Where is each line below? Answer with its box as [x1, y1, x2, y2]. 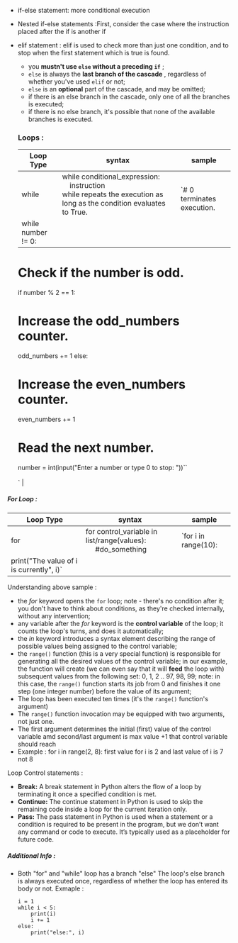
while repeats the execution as [62, 189, 164, 199]
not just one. [17, 718, 55, 726]
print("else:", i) [30, 929, 85, 936]
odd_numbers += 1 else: [17, 352, 89, 360]
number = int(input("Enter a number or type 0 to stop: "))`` [17, 464, 188, 472]
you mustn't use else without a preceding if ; [28, 62, 164, 70]
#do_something [95, 545, 147, 554]
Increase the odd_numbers [17, 313, 180, 329]
